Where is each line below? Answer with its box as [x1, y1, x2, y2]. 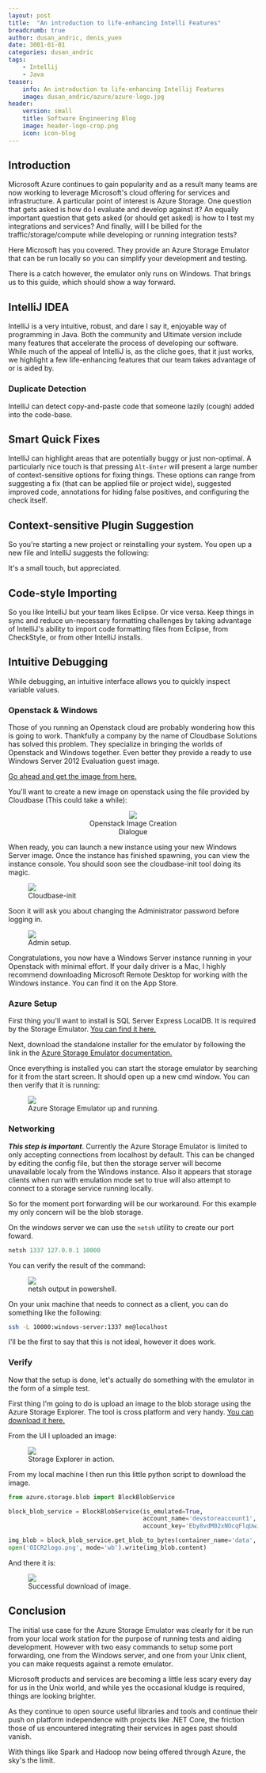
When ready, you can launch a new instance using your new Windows [8, 842, 237, 852]
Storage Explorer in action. [28, 1454, 115, 1464]
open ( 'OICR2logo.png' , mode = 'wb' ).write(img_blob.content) [8, 1544, 207, 1552]
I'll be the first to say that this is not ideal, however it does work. [8, 1337, 216, 1346]
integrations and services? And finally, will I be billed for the [8, 222, 203, 231]
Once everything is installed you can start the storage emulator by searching [8, 1064, 258, 1073]
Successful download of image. [28, 1581, 131, 1591]
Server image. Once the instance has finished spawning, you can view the [8, 851, 250, 860]
